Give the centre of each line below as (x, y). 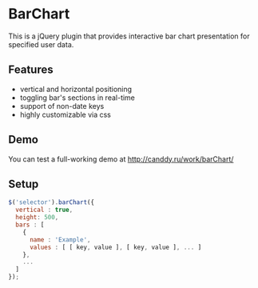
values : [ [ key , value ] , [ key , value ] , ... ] (115, 247)
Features (31, 70)
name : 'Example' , (60, 240)
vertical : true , (44, 210)
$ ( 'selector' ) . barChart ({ (51, 202)
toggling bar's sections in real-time (77, 98)
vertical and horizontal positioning (76, 89)
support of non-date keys (62, 106)
